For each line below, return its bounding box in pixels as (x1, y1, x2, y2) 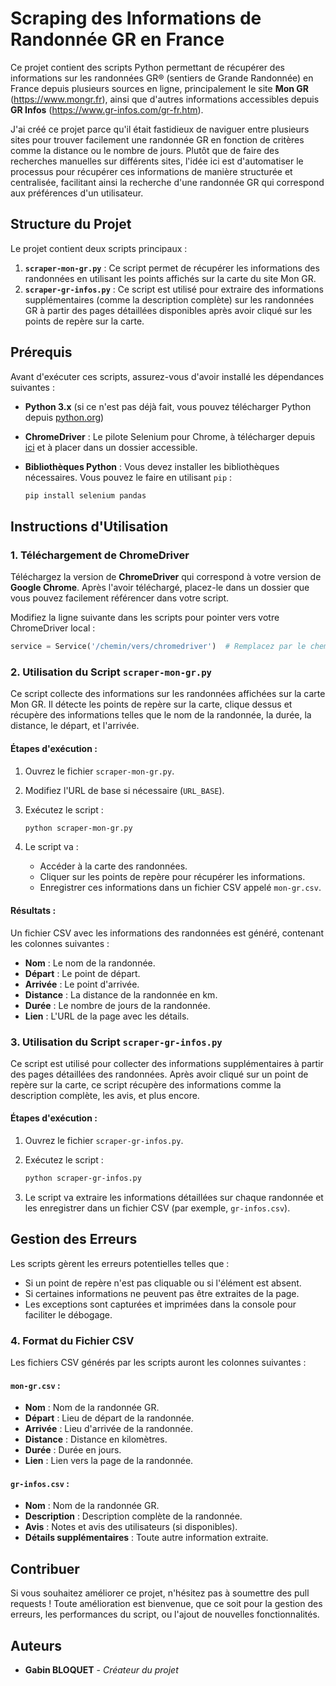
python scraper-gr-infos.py (24, 1173, 142, 1184)
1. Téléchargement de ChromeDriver (10, 548, 190, 562)
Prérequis (10, 344, 73, 361)
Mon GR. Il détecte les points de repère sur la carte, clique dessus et (10, 698, 293, 711)
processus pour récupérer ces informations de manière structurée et (10, 165, 293, 177)
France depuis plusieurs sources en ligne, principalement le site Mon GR (10, 82, 310, 94)
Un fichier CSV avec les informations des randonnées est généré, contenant (10, 927, 324, 939)
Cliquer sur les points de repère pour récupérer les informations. (39, 871, 306, 883)
